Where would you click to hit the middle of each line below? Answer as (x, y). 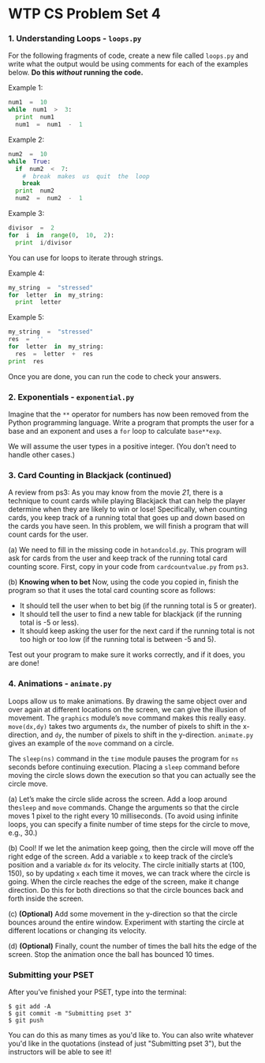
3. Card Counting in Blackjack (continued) (90, 475)
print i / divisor (44, 242)
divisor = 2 (32, 228)
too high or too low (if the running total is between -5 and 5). (118, 640)
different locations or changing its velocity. (78, 930)
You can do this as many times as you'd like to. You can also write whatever (131, 1035)
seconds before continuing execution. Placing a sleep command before (124, 767)
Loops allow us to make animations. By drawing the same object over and (128, 700)
